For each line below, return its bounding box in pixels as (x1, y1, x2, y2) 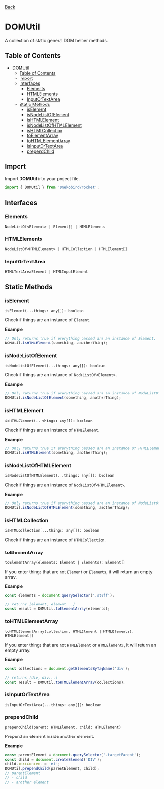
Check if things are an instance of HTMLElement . (5, 427, 100, 433)
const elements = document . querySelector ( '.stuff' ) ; (5, 593, 115, 598)
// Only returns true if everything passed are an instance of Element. (5, 336, 156, 341)
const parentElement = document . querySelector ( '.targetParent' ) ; (5, 753, 141, 758)
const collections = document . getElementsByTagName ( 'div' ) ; (5, 666, 130, 671)
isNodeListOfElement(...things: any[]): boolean (5, 363, 106, 368)
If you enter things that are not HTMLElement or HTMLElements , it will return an (5, 642, 156, 648)
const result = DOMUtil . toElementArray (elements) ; (5, 606, 110, 611)
